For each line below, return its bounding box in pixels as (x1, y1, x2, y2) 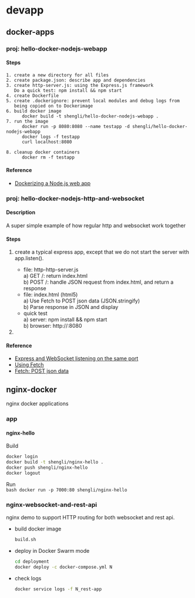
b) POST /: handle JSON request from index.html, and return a (23, 278, 174, 285)
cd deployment (14, 559, 49, 565)
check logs (14, 575, 42, 582)
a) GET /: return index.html (23, 273, 88, 280)
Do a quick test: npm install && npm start (14, 88, 122, 93)
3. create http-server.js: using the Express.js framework (6, 82, 154, 88)
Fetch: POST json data (14, 368, 69, 375)
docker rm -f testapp (21, 154, 75, 160)
